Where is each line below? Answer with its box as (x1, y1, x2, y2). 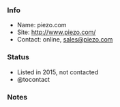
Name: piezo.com (16, 21, 67, 29)
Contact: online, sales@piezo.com (16, 35, 113, 44)
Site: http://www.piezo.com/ (16, 28, 96, 36)
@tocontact (16, 75, 50, 83)
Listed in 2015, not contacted (16, 67, 99, 76)
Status (7, 52, 29, 62)
